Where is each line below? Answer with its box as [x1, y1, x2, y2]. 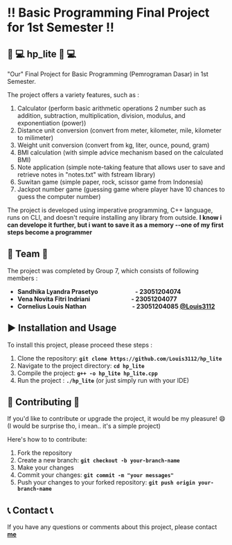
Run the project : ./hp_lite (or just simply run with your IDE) [17, 376, 189, 384]
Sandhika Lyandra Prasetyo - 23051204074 [17, 287, 181, 295]
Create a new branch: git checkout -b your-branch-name [17, 456, 180, 465]
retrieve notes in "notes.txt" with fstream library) [17, 171, 156, 178]
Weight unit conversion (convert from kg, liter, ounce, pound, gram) [17, 141, 210, 149]
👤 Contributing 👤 [7, 397, 80, 408]
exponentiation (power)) [17, 119, 87, 127]
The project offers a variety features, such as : [7, 91, 140, 98]
